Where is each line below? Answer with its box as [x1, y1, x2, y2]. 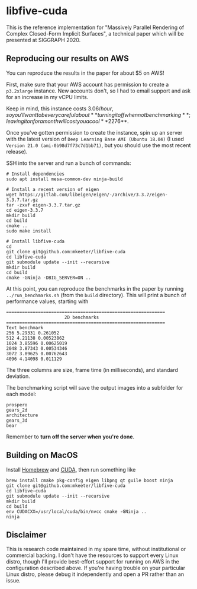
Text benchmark [6, 324, 44, 330]
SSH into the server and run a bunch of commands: [6, 159, 131, 167]
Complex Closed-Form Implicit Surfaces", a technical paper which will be [6, 30, 185, 37]
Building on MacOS [6, 450, 78, 460]
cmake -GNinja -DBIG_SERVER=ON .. [6, 275, 92, 281]
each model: [6, 390, 37, 397]
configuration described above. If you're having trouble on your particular [6, 565, 185, 572]
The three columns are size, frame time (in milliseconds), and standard [6, 366, 179, 373]
